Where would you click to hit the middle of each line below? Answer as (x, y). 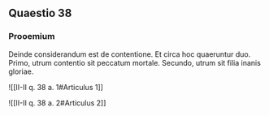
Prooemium (32, 37)
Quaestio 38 (40, 13)
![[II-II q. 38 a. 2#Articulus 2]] (57, 103)
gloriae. (21, 71)
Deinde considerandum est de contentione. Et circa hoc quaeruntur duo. (130, 54)
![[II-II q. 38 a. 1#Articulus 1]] (56, 87)
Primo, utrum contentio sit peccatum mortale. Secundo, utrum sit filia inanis (135, 62)
